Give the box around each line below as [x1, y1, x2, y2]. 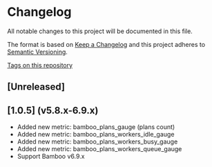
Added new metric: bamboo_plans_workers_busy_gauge [17, 137, 178, 146]
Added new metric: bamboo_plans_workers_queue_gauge [17, 145, 182, 153]
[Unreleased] [7, 81, 66, 93]
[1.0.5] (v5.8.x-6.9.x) [7, 104, 99, 116]
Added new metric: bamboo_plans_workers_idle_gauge [17, 130, 175, 139]
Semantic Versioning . [7, 48, 68, 56]
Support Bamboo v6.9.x [17, 153, 85, 161]
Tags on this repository [7, 61, 73, 69]
